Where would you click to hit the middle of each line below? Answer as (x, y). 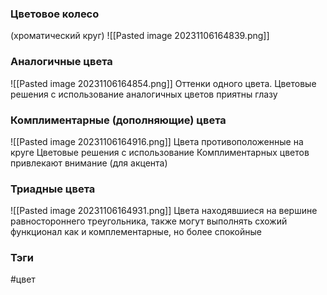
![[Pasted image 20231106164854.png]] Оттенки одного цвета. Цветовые (163, 83)
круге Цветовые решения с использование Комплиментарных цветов (160, 152)
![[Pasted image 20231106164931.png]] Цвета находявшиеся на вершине (164, 211)
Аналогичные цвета (61, 62)
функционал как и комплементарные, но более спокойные (136, 232)
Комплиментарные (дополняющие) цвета (118, 120)
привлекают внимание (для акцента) (89, 163)
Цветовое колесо (55, 14)
